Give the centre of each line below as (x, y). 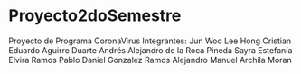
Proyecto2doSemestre (95, 16)
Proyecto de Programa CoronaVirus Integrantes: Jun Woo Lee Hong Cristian (150, 41)
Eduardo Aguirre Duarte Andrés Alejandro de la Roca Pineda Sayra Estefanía (150, 50)
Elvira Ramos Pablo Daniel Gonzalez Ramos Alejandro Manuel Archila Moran (150, 60)
